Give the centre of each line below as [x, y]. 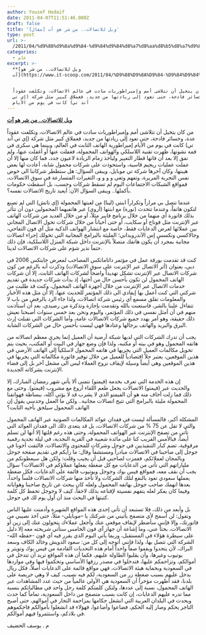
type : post [21, 35]
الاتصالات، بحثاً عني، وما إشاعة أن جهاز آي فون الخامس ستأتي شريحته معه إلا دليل [99, 528]
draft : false [24, 23]
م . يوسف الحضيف [28, 625]
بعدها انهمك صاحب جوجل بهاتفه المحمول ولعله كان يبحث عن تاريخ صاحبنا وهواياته [99, 484]
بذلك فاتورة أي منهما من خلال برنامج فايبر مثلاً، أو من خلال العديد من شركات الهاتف [101, 215]
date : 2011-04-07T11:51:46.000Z [48, 18]
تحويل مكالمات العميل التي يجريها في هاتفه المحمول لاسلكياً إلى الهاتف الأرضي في [100, 349]
